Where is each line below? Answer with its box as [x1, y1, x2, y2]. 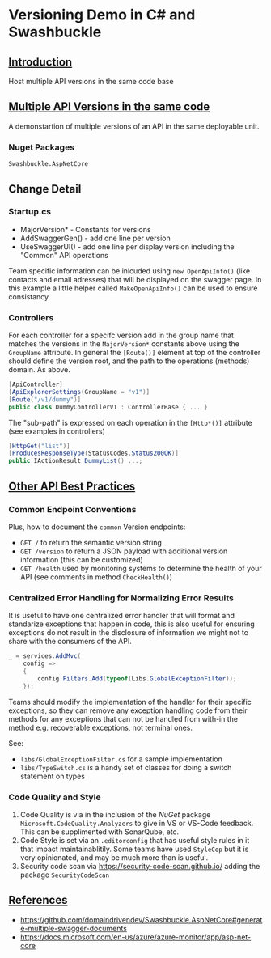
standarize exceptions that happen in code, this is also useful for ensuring [8, 619, 255, 629]
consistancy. [8, 291, 51, 301]
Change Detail [8, 182, 82, 196]
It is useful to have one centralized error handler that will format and [8, 611, 235, 621]
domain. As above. [8, 365, 71, 375]
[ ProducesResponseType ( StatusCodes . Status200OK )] [8, 449, 180, 458]
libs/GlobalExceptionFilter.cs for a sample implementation [19, 754, 222, 764]
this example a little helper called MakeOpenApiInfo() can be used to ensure [8, 283, 258, 293]
